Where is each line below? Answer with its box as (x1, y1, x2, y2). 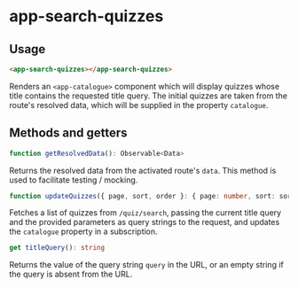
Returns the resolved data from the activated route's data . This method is (9, 165, 277, 175)
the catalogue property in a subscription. (9, 226, 158, 237)
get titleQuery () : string (9, 244, 105, 253)
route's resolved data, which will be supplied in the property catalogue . (9, 99, 269, 110)
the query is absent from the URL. (9, 269, 133, 280)
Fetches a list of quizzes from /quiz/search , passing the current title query (9, 207, 282, 218)
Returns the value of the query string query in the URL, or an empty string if (9, 260, 284, 270)
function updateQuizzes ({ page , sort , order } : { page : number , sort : (9, 191, 276, 200)
